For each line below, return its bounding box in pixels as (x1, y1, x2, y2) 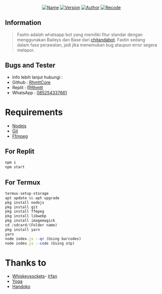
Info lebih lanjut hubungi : (12, 74, 63, 80)
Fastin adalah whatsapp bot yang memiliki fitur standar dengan (16, 32, 143, 37)
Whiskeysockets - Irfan (12, 273, 57, 279)
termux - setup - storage (5, 191, 49, 196)
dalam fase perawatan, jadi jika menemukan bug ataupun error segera (16, 42, 158, 48)
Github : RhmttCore (12, 79, 51, 85)
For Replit (5, 147, 35, 155)
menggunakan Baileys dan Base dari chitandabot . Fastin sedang (16, 37, 146, 42)
